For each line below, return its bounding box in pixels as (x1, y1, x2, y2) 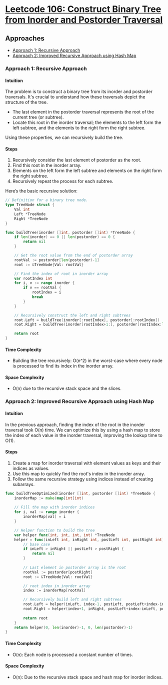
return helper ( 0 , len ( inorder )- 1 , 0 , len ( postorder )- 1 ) (14, 625, 133, 630)
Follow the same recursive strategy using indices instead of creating (12, 476, 153, 482)
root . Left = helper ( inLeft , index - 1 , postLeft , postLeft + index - (23, 601, 160, 607)
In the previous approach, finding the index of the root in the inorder (5, 421, 145, 427)
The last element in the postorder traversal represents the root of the (12, 109, 154, 115)
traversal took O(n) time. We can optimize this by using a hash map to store (5, 426, 160, 433)
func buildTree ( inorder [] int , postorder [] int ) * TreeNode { (5, 230, 135, 235)
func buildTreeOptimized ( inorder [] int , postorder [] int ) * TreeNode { (5, 491, 155, 496)
